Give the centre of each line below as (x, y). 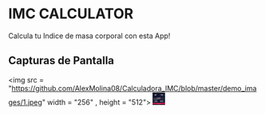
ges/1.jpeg (25, 102)
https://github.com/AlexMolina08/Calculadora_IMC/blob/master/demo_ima (134, 88)
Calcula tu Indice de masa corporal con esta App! (89, 36)
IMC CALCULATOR (71, 14)
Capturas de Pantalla (61, 61)
